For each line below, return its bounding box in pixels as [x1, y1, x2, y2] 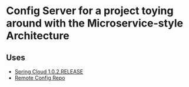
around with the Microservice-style [6, 16, 184, 30]
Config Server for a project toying [6, 4, 174, 18]
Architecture [6, 29, 69, 42]
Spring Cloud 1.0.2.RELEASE [14, 68, 84, 75]
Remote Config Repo [14, 75, 65, 81]
